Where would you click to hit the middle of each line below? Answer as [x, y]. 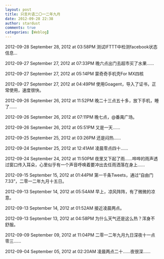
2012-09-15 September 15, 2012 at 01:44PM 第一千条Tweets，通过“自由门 [79, 175]
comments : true [20, 28]
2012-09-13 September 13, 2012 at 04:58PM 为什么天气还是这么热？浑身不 [80, 218]
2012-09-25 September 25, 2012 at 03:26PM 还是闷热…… [63, 138]
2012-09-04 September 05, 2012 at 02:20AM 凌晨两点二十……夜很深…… [78, 251]
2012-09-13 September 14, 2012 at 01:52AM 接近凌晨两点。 [65, 208]
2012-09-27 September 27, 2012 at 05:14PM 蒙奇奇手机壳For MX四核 [74, 74]
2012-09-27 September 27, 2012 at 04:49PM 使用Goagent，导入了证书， [79, 84]
